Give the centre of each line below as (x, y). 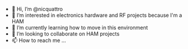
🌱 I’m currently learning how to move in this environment (80, 27)
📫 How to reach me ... (39, 40)
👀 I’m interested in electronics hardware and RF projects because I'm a (97, 15)
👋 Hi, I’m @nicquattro (37, 9)
